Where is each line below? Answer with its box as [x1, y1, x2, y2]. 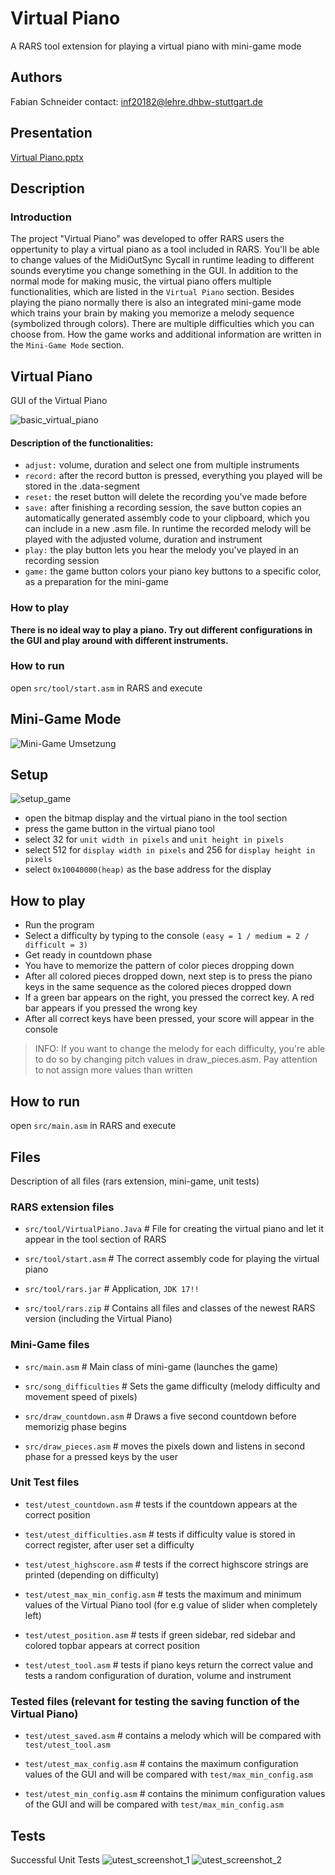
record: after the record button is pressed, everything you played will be [24, 470, 323, 482]
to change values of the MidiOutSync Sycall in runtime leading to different [10, 254, 315, 266]
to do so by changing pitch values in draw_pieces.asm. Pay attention [34, 1053, 318, 1066]
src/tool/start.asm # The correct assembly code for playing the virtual [24, 1253, 320, 1265]
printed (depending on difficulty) [24, 1568, 160, 1581]
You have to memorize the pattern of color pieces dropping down [24, 960, 295, 972]
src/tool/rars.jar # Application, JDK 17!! [24, 1283, 200, 1295]
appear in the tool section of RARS [24, 1233, 167, 1246]
